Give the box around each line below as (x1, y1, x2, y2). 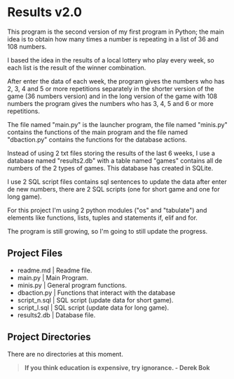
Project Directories (7, 331, 91, 343)
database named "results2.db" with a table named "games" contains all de (7, 156, 223, 165)
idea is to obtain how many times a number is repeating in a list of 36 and (7, 34, 219, 43)
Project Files (7, 247, 63, 260)
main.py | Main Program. (17, 273, 89, 281)
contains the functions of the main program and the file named (7, 128, 188, 136)
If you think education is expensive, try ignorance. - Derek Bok (24, 363, 210, 372)
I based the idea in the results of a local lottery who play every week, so (7, 55, 215, 64)
